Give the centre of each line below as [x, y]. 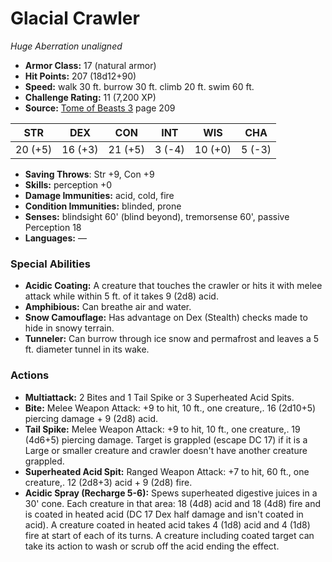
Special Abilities [50, 264]
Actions [30, 375]
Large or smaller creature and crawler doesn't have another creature [166, 450]
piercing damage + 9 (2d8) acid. [91, 418]
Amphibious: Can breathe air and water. [108, 307]
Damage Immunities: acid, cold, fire [99, 195]
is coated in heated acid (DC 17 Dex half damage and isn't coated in [164, 514]
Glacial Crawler [75, 18]
